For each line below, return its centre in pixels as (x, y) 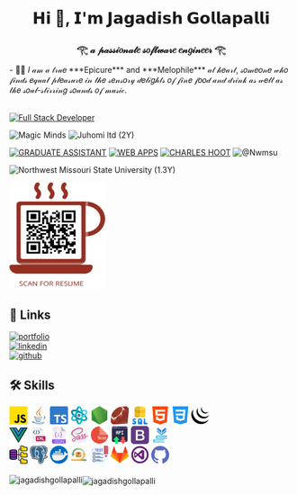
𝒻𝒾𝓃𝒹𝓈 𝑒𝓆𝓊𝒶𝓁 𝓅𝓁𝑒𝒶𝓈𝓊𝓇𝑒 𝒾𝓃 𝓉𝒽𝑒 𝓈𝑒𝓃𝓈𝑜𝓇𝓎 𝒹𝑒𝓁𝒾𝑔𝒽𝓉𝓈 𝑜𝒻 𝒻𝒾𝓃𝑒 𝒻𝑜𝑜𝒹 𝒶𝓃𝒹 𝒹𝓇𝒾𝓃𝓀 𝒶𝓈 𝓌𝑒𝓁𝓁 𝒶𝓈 (146, 80)
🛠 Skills (32, 385)
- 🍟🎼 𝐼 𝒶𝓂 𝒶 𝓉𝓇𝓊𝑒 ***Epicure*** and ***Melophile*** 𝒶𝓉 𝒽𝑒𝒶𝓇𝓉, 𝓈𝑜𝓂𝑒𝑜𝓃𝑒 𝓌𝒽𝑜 (149, 70)
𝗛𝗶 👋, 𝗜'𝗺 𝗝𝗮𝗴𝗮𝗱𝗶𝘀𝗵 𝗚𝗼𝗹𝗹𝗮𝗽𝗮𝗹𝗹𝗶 (151, 18)
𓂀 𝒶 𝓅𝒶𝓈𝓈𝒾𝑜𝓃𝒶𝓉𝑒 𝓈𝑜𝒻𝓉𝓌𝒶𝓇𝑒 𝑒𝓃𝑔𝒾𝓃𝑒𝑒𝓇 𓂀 (151, 50)
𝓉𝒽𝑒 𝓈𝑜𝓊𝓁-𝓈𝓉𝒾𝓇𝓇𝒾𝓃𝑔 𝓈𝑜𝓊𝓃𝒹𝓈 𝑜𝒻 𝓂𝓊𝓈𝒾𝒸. (68, 90)
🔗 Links (30, 315)
